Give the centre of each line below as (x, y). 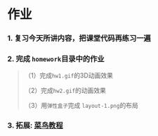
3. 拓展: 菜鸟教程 (35, 125)
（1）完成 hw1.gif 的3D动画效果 (69, 75)
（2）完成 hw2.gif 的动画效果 (65, 91)
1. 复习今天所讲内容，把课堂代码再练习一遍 (79, 38)
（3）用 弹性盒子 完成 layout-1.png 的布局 (81, 106)
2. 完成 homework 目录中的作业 (56, 59)
